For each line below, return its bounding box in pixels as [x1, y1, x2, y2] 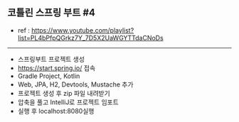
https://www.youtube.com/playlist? [31, 26, 134, 34]
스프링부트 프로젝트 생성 [17, 55, 85, 63]
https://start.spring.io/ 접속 [17, 63, 96, 72]
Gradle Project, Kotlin [17, 72, 80, 80]
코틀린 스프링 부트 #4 [7, 6, 96, 19]
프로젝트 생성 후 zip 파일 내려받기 [17, 89, 110, 97]
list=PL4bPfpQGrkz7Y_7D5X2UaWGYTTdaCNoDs [17, 33, 164, 42]
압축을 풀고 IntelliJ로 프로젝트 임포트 [17, 98, 119, 106]
